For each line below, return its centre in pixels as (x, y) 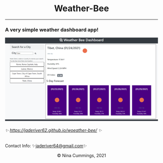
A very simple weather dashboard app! (52, 30)
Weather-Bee (81, 9)
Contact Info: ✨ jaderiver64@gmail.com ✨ (46, 146)
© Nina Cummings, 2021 (81, 156)
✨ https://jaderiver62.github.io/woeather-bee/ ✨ (53, 130)
